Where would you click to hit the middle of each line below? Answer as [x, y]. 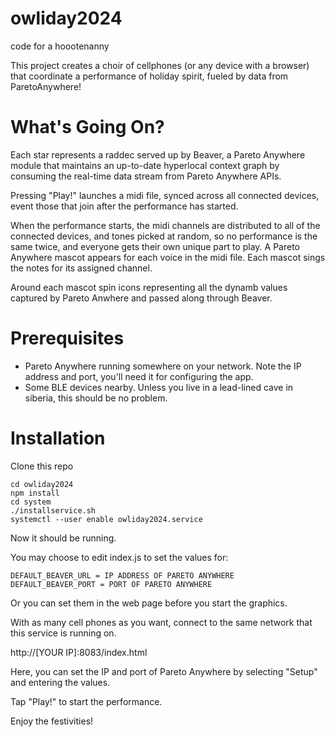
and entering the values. [60, 682]
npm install [35, 493]
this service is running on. [63, 633]
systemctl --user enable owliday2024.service [106, 519]
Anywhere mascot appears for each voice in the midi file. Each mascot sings [168, 257]
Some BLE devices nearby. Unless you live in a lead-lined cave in [159, 387]
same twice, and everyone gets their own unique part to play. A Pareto [155, 246]
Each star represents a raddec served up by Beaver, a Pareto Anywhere [158, 154]
